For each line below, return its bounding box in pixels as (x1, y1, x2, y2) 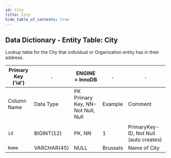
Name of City (128, 144, 160, 151)
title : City (5, 12, 31, 17)
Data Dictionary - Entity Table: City (5, 36, 118, 44)
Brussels (102, 144, 123, 151)
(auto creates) (128, 136, 162, 143)
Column (8, 98, 27, 105)
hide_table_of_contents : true (5, 17, 70, 22)
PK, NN (74, 130, 92, 137)
